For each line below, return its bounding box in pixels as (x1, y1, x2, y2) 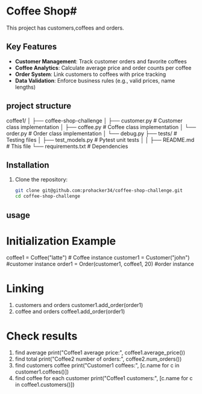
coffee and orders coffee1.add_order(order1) (14, 308, 125, 315)
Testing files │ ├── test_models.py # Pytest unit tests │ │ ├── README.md (6, 136, 195, 143)
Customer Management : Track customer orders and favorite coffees (14, 57, 187, 65)
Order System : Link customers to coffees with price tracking (14, 71, 166, 78)
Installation (6, 160, 49, 170)
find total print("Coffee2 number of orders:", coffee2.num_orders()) (14, 355, 182, 363)
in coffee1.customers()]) (14, 381, 75, 389)
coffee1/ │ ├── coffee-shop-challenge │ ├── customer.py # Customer (6, 116, 183, 124)
